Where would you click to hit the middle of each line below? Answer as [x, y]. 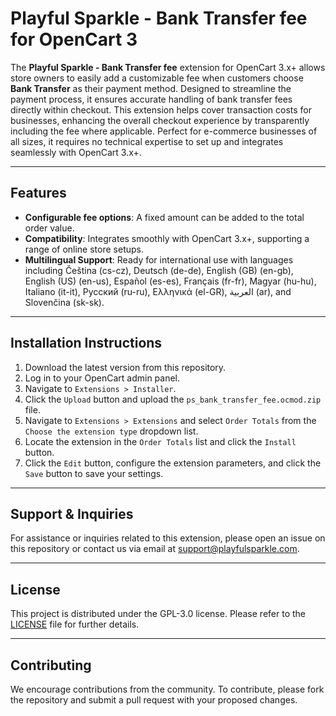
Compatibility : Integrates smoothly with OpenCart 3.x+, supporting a [167, 238]
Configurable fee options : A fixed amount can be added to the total [164, 217]
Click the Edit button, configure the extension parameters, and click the [173, 463]
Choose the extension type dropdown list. [111, 431]
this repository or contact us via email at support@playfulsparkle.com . [155, 549]
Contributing [51, 665]
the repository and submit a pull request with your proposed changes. [154, 700]
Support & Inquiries [72, 513]
